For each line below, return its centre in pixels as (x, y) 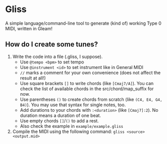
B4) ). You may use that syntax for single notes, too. (73, 105)
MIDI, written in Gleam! (29, 28)
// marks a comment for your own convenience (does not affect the (90, 73)
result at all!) (33, 78)
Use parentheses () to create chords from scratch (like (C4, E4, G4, (91, 99)
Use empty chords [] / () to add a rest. (59, 121)
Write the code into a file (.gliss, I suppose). (58, 56)
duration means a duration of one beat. (61, 115)
